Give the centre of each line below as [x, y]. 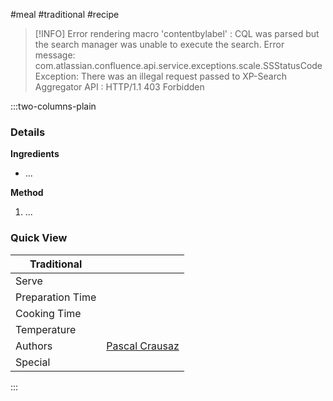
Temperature [46, 329]
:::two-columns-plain [53, 106]
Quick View [39, 238]
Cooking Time [48, 313]
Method [27, 193]
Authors [34, 346]
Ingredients [35, 154]
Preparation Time [56, 297]
